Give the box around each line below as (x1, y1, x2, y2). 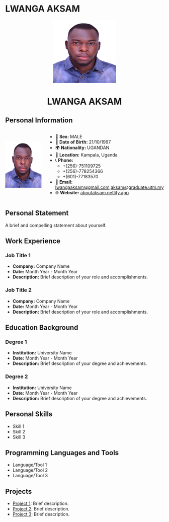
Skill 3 (12, 434, 26, 440)
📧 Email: (55, 179, 73, 185)
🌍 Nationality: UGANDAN (55, 144, 110, 151)
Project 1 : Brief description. (12, 500, 69, 506)
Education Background (5, 323, 78, 332)
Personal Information (5, 116, 73, 124)
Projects (5, 487, 32, 496)
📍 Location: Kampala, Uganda (55, 152, 118, 158)
